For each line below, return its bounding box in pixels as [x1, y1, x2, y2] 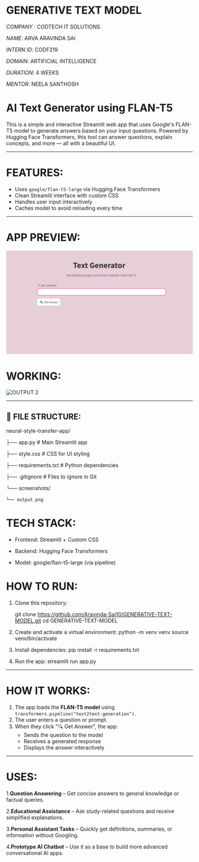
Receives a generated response [23, 738, 101, 745]
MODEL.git [14, 617, 41, 624]
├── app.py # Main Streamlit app [6, 439, 88, 446]
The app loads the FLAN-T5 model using [14, 703, 115, 710]
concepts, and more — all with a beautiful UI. [6, 140, 116, 147]
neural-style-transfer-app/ [6, 427, 71, 435]
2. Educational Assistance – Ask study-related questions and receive [6, 808, 175, 815]
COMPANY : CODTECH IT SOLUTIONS [6, 23, 101, 30]
